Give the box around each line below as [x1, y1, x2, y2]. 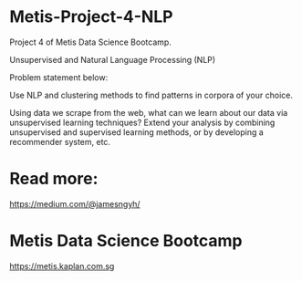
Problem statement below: [9, 71, 109, 83]
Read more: [9, 169, 99, 189]
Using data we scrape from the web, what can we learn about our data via [9, 107, 288, 118]
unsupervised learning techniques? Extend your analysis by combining [9, 117, 276, 128]
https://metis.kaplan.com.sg [9, 260, 115, 271]
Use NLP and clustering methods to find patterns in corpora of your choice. [9, 89, 294, 100]
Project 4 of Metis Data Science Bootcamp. [9, 36, 172, 47]
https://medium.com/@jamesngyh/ [9, 198, 141, 209]
